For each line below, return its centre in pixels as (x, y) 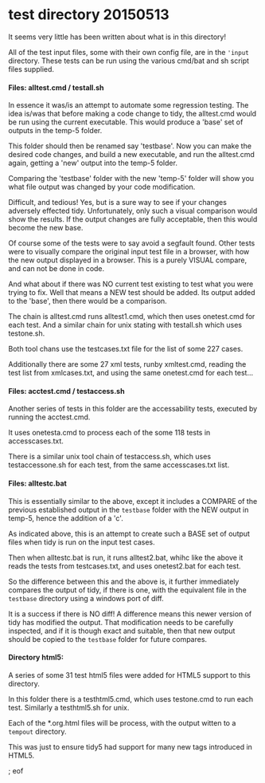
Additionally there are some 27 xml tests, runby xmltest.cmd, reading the (127, 364)
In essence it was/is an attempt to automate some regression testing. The (129, 105)
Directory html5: (36, 657)
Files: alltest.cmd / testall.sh (57, 87)
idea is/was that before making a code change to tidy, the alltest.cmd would (132, 114)
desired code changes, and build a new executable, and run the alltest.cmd (131, 155)
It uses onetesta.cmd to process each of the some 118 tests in (109, 433)
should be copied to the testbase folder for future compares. (108, 639)
